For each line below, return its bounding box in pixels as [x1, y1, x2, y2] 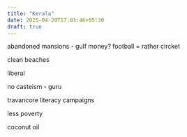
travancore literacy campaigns [7, 96, 95, 104]
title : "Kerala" [7, 10, 54, 17]
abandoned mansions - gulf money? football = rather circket [7, 42, 180, 51]
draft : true [7, 23, 42, 30]
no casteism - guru [7, 83, 62, 91]
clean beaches [7, 56, 50, 64]
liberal [7, 69, 26, 77]
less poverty [7, 109, 43, 118]
